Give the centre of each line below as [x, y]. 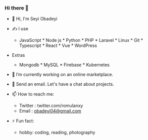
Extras [18, 55]
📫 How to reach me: [33, 94]
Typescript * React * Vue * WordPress [58, 46]
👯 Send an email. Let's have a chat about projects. [63, 84]
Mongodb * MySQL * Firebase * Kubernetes [64, 65]
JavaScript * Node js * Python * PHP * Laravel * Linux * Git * [81, 40]
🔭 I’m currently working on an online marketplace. [62, 75]
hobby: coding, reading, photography [57, 133]
